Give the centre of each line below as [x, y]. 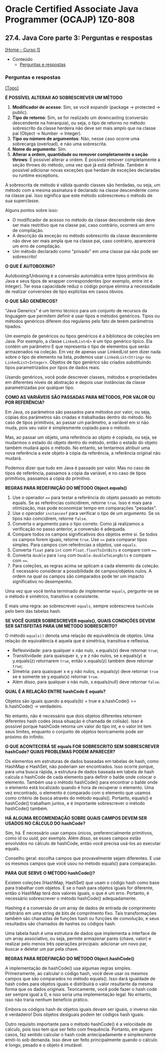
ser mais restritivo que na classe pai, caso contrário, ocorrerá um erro [83, 225]
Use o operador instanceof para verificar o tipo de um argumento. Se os [86, 513]
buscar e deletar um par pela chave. [42, 949]
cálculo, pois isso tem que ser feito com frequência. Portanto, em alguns [79, 1029]
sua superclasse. [22, 201]
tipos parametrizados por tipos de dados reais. [53, 368]
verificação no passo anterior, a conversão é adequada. [69, 529]
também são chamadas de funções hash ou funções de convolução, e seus [82, 919]
